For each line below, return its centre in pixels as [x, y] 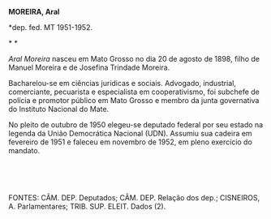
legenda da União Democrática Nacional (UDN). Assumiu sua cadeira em [131, 133]
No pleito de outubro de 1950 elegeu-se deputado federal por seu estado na [136, 125]
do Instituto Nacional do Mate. [59, 109]
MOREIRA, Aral [34, 12]
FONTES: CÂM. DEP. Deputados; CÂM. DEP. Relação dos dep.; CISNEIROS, [134, 198]
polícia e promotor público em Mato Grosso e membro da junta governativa [134, 100]
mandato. [24, 150]
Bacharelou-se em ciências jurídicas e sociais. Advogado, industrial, [123, 83]
